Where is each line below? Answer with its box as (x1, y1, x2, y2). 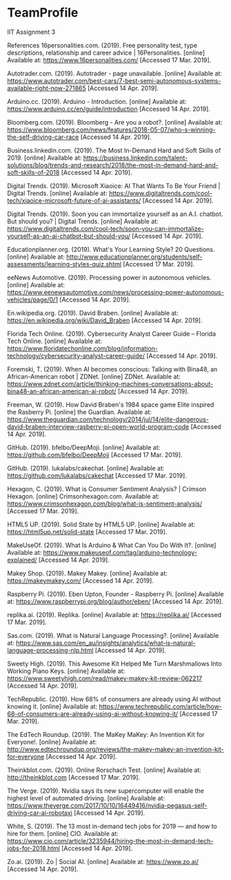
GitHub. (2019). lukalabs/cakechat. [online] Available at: (7, 464, 165, 472)
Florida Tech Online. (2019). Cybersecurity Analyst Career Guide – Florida (7, 329, 216, 338)
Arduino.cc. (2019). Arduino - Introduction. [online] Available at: (7, 97, 188, 105)
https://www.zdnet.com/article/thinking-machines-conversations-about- (7, 379, 214, 388)
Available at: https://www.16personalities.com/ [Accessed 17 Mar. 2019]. (7, 55, 212, 64)
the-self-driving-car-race (7, 133, 79, 141)
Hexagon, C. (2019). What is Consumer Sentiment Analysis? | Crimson (7, 484, 207, 493)
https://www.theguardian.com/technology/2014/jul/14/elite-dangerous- (7, 415, 209, 423)
